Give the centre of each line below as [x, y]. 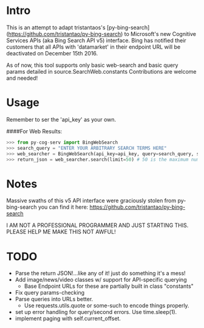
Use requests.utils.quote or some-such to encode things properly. [107, 305]
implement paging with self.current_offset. [68, 319]
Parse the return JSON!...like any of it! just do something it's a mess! [100, 273]
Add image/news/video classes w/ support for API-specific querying [101, 280]
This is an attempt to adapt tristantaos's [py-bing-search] [78, 27]
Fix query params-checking [50, 293]
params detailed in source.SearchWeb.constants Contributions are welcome [101, 71]
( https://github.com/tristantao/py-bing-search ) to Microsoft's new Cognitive [101, 33]
